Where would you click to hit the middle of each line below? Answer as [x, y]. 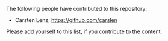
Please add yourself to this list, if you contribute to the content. [84, 31]
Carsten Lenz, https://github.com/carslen [66, 20]
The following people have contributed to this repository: [77, 9]
